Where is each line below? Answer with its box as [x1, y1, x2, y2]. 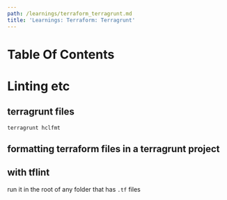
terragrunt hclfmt [7, 124, 61, 131]
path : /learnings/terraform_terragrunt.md [7, 10, 132, 17]
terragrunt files [7, 106, 75, 118]
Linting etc [7, 78, 70, 94]
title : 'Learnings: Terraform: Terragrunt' [7, 17, 136, 24]
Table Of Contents [7, 47, 115, 62]
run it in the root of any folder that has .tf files [7, 185, 141, 193]
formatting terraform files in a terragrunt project [7, 143, 221, 155]
